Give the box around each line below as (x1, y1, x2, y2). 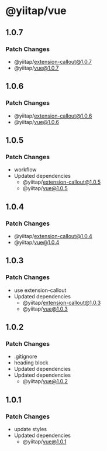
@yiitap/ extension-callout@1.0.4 (13, 232, 93, 239)
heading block (13, 359, 49, 366)
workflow (13, 166, 37, 173)
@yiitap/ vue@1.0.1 (22, 438, 67, 445)
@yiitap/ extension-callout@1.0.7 (13, 58, 92, 65)
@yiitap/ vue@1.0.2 (22, 378, 68, 385)
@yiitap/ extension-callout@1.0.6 (13, 112, 92, 119)
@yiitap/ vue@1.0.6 (13, 118, 60, 125)
